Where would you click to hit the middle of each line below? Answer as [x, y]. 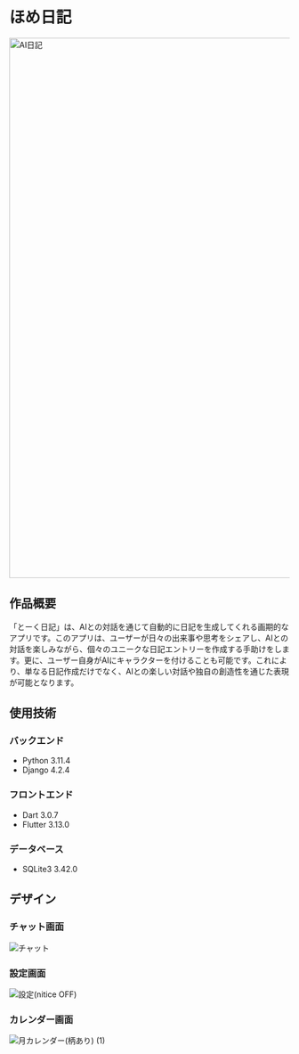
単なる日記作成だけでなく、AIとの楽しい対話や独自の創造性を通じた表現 [157, 671]
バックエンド [37, 741]
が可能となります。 [44, 682]
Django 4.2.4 [46, 770]
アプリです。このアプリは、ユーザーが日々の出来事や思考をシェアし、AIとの [149, 638]
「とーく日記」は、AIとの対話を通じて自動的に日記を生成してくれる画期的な [149, 626]
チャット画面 [36, 927]
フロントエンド [41, 795]
